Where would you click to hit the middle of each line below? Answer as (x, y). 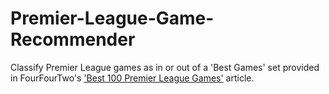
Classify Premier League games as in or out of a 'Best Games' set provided (165, 67)
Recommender (73, 39)
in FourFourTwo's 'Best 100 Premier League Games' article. (132, 78)
